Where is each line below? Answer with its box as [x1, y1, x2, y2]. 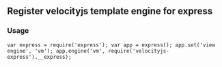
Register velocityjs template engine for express [7, 5, 213, 17]
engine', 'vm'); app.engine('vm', [7, 47, 106, 54]
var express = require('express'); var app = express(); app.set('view [7, 41, 215, 49]
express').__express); [7, 53, 72, 60]
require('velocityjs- [108, 47, 169, 54]
